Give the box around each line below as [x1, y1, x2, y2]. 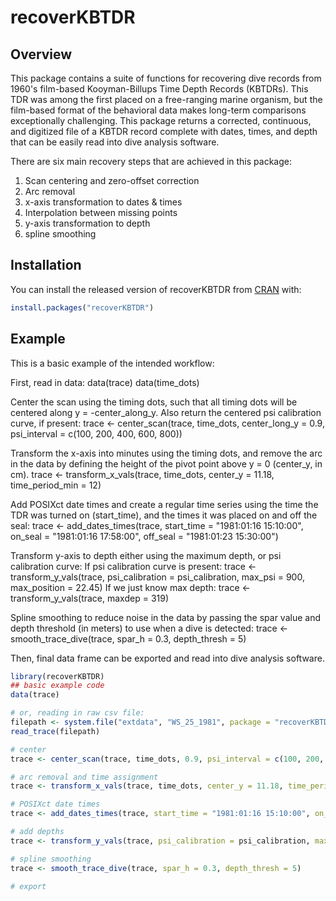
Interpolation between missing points [24, 207, 178, 218]
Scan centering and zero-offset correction [24, 175, 200, 186]
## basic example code [10, 681, 105, 691]
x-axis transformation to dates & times [24, 196, 183, 208]
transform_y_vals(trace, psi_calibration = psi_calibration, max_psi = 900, [10, 571, 305, 583]
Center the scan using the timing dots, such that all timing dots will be [10, 396, 298, 408]
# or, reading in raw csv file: [10, 708, 145, 718]
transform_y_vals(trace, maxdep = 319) [10, 592, 170, 604]
